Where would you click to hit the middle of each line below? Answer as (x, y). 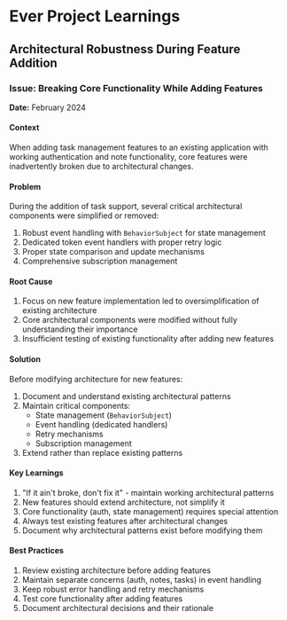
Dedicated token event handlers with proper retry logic (122, 242)
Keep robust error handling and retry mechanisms (113, 589)
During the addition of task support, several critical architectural (126, 207)
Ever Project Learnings (95, 16)
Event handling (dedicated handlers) (101, 424)
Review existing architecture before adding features (116, 570)
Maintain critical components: (76, 405)
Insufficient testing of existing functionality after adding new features (148, 339)
